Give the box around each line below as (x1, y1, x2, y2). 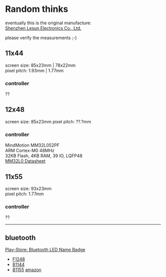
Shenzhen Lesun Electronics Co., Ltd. (5, 25, 82, 31)
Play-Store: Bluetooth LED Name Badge (5, 247, 85, 253)
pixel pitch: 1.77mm (5, 191, 44, 197)
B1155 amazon (12, 267, 42, 273)
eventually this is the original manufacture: (5, 20, 91, 26)
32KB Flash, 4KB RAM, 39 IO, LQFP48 (5, 153, 83, 159)
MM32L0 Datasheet (5, 158, 46, 164)
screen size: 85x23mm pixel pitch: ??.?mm (5, 118, 91, 124)
